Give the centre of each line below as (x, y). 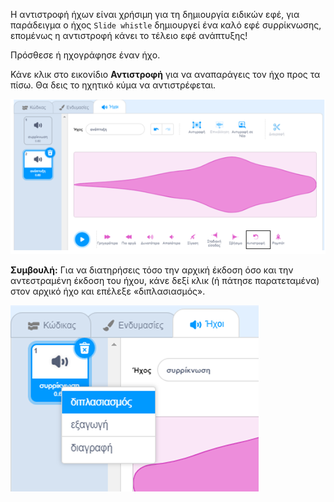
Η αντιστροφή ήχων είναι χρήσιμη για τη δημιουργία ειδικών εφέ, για (155, 14)
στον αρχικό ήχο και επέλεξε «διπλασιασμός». (108, 291)
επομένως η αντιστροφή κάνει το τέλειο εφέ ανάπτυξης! (129, 35)
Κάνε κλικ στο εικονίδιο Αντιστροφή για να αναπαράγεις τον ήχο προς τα (165, 74)
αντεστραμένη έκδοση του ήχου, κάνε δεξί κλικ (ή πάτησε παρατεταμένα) (165, 281)
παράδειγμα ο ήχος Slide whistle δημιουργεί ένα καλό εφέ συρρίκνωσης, (166, 25)
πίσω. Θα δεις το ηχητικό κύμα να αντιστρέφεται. (113, 85)
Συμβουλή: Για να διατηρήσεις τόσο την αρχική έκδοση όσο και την (152, 270)
